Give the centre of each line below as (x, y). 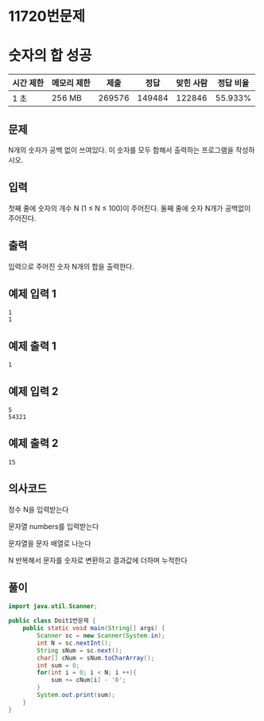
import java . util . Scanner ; (53, 606)
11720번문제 (47, 16)
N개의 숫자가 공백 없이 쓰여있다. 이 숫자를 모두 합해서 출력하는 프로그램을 (121, 150)
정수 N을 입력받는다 (39, 509)
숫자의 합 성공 (50, 56)
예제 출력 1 (33, 346)
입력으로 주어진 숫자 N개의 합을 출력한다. (72, 266)
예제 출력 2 (33, 443)
